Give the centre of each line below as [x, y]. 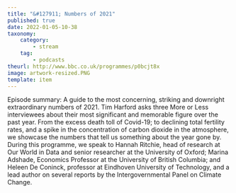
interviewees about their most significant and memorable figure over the [113, 115]
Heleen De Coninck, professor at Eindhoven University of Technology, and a [118, 168]
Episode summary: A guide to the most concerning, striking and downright [116, 100]
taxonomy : [22, 34]
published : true [31, 21]
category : [35, 40]
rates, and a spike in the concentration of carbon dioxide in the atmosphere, [118, 130]
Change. [20, 182]
